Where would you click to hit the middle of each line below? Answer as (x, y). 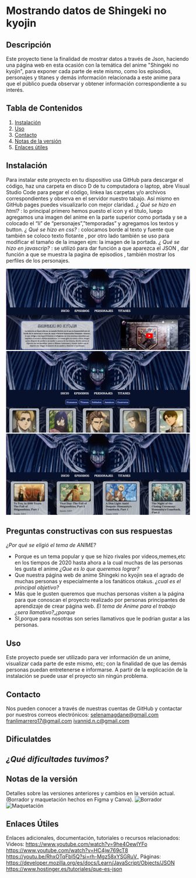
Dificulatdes (29, 739)
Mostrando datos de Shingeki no (86, 11)
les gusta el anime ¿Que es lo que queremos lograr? (77, 569)
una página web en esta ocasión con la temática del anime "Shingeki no (92, 65)
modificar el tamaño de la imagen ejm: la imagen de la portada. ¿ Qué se (93, 242)
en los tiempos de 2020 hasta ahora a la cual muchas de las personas (98, 563)
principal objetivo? (37, 588)
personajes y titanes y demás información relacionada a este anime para (93, 78)
